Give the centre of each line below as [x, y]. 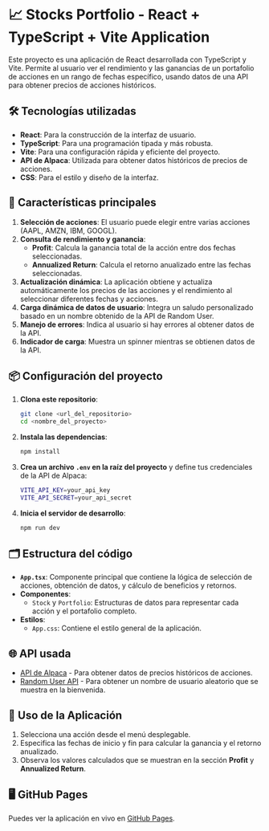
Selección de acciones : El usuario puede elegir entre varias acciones [135, 222]
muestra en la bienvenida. [63, 690]
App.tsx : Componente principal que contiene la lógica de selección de [136, 577]
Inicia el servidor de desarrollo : [73, 513]
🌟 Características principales [82, 203]
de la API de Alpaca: [53, 475]
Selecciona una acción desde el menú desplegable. [105, 735]
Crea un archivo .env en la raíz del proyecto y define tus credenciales [136, 467]
